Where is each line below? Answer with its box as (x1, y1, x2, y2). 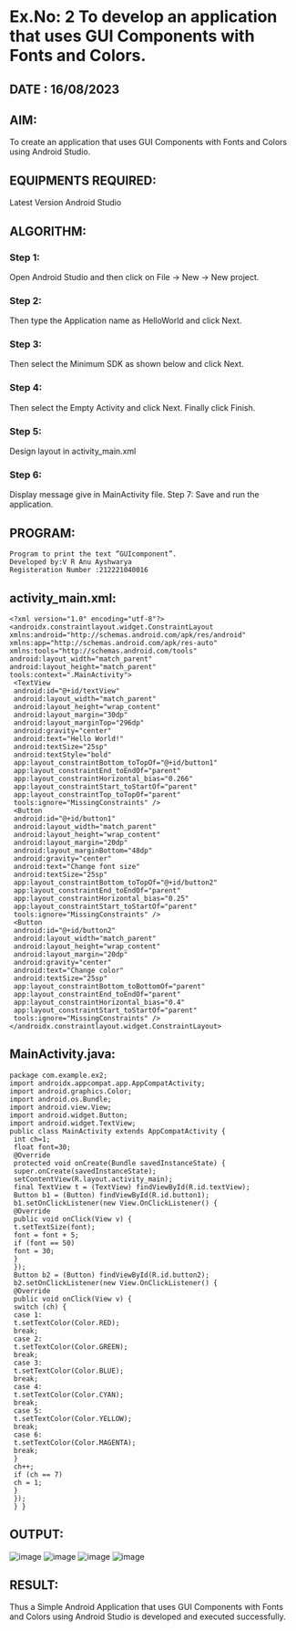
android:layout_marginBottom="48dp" (13, 846, 153, 855)
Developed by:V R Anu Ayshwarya (9, 558, 132, 567)
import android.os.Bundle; (9, 1094, 112, 1103)
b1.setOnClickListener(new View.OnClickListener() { (13, 1198, 219, 1208)
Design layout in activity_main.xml (9, 445, 137, 457)
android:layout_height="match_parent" (9, 663, 157, 672)
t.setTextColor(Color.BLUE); (13, 1366, 125, 1375)
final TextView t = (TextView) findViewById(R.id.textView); (13, 1182, 250, 1192)
